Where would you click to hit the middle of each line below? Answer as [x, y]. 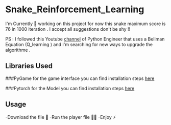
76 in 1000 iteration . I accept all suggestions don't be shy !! [68, 29]
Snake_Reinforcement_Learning [75, 9]
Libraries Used [29, 66]
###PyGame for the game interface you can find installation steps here [80, 78]
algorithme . [18, 50]
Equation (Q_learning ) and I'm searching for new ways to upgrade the [79, 44]
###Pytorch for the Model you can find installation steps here [70, 88]
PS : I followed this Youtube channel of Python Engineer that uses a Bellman [85, 39]
